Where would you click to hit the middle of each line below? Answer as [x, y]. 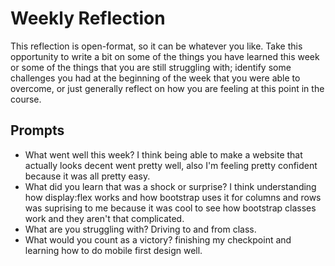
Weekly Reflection [88, 18]
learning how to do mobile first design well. [113, 250]
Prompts [37, 130]
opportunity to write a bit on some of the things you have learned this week [165, 56]
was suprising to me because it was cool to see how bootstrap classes [170, 208]
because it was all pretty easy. [87, 176]
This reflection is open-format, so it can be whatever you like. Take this [156, 46]
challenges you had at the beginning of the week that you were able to [155, 78]
